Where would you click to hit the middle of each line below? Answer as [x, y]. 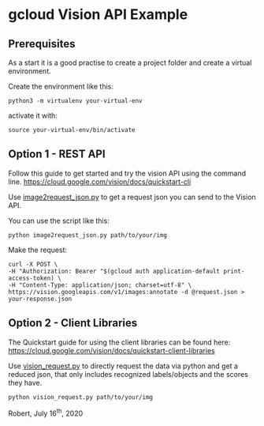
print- [234, 271]
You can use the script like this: [59, 221]
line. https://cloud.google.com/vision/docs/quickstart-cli [100, 181]
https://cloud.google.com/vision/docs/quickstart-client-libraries [112, 350]
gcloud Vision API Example [98, 15]
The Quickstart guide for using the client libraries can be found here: [119, 342]
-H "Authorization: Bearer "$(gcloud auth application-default [114, 271]
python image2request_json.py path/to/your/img [88, 235]
